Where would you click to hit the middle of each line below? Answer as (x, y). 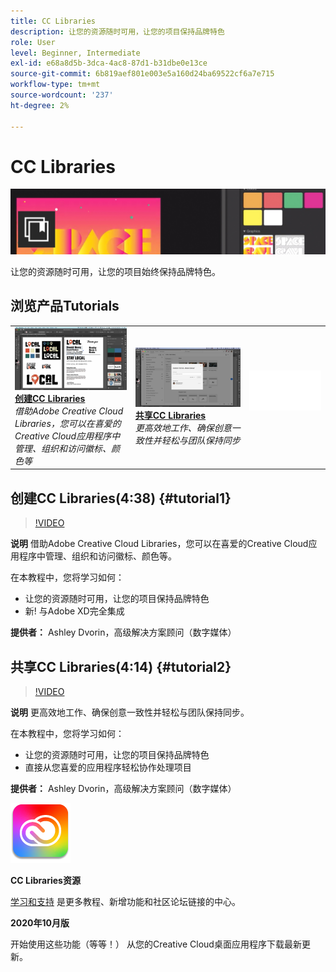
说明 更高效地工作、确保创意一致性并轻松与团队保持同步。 (130, 712)
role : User (33, 42)
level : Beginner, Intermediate (75, 53)
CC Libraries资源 (45, 881)
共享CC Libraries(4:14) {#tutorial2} (121, 666)
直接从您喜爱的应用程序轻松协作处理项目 (108, 767)
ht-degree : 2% (40, 105)
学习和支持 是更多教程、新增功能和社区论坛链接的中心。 (125, 902)
